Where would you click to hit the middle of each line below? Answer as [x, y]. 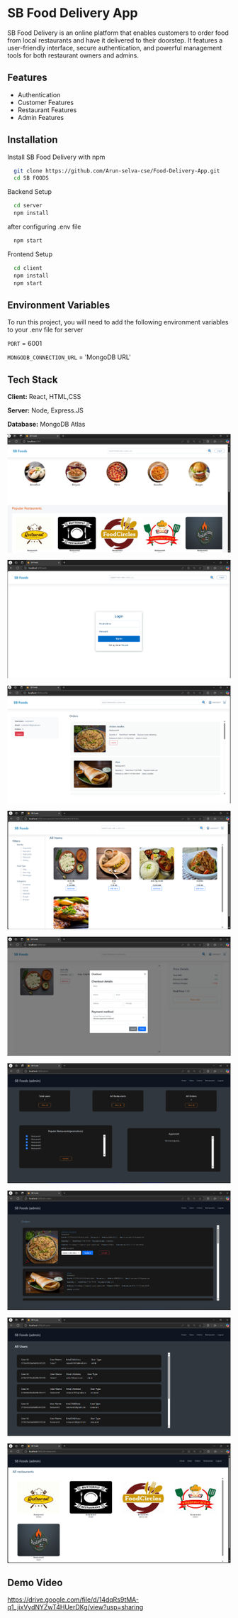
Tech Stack [33, 379]
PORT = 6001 [25, 344]
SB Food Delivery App [73, 13]
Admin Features [41, 117]
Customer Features [46, 102]
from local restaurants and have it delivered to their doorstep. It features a [115, 40]
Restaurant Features [47, 110]
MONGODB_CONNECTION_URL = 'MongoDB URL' [69, 357]
